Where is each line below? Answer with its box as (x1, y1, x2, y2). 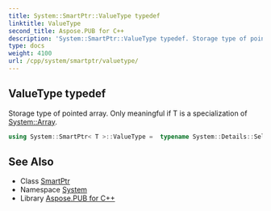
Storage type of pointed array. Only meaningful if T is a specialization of (8, 108, 248, 118)
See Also (8, 154, 54, 168)
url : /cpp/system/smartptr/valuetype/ (8, 57, 139, 65)
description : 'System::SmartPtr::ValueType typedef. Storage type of (8, 34, 248, 43)
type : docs (8, 42, 45, 50)
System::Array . (8, 116, 58, 126)
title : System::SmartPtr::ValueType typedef (8, 11, 161, 20)
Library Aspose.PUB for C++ (19, 193, 115, 203)
